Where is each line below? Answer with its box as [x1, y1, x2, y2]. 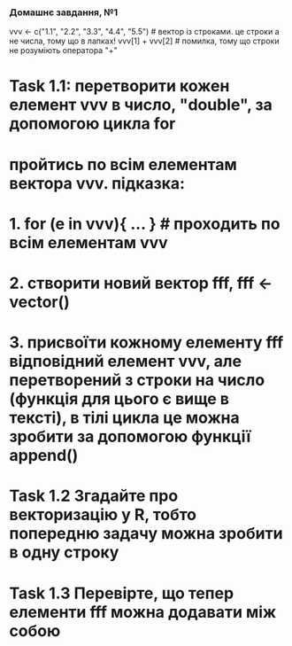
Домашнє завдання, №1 [9, 6, 119, 19]
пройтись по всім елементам [9, 154, 237, 175]
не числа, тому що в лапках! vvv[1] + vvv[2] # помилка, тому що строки [9, 35, 280, 46]
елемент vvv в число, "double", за [9, 95, 273, 115]
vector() [9, 292, 71, 312]
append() [9, 446, 79, 466]
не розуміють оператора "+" [9, 45, 118, 56]
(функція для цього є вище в [9, 389, 230, 409]
